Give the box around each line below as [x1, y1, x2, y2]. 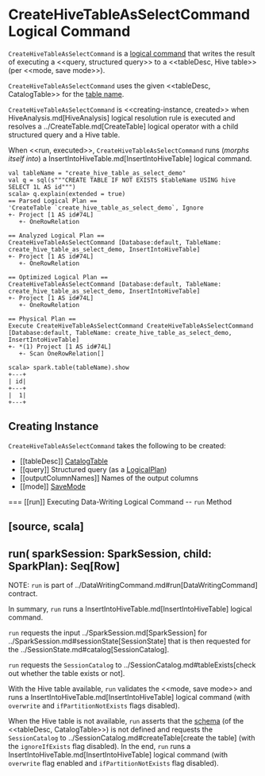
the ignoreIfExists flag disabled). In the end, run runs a [8, 741, 191, 751]
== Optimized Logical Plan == [8, 273, 109, 281]
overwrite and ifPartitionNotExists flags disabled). [8, 701, 180, 710]
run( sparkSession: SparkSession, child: [8, 547, 212, 560]
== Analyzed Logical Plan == [8, 232, 105, 240]
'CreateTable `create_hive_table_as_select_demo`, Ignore [8, 204, 204, 212]
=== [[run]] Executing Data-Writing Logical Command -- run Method [8, 497, 232, 506]
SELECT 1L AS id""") [8, 182, 77, 191]
